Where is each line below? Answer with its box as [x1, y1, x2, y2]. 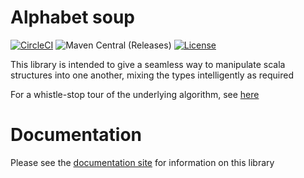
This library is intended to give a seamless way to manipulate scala [10, 58, 286, 70]
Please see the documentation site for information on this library [10, 156, 275, 168]
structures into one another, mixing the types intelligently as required [10, 69, 294, 81]
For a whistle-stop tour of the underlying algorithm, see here [10, 88, 260, 100]
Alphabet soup [10, 6, 135, 29]
